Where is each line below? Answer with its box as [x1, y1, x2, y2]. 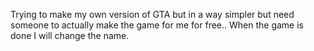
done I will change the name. [10, 30, 130, 41]
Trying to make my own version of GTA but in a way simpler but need [10, 9, 295, 20]
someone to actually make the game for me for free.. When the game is [10, 19, 304, 31]
